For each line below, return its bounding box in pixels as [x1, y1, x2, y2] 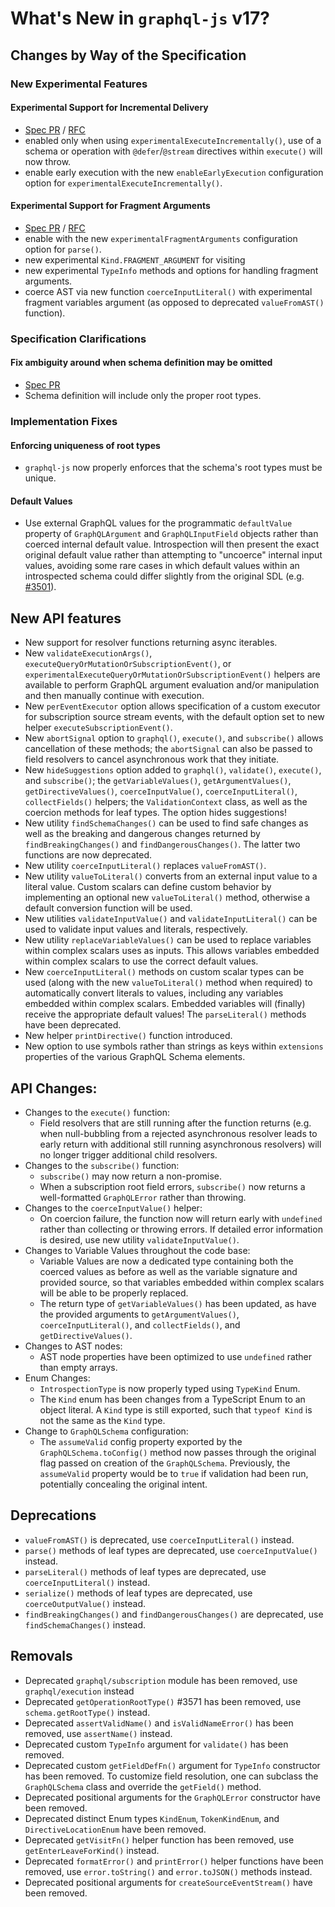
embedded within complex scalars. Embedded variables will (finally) [24, 998, 306, 1010]
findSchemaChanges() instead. [24, 1618, 147, 1631]
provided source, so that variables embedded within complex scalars [39, 1276, 325, 1288]
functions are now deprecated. [24, 849, 153, 861]
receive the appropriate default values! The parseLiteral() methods [24, 1008, 307, 1021]
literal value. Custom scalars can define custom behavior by [24, 881, 272, 893]
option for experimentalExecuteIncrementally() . [24, 177, 223, 189]
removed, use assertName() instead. [24, 1727, 173, 1739]
